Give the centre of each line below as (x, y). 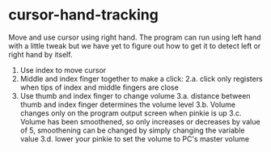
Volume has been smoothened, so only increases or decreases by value (140, 121)
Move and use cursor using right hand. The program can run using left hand (135, 37)
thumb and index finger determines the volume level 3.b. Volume (128, 104)
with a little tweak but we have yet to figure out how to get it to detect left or (135, 45)
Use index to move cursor (63, 70)
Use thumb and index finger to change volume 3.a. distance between (135, 95)
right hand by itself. (40, 54)
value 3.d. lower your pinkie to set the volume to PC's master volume (134, 138)
